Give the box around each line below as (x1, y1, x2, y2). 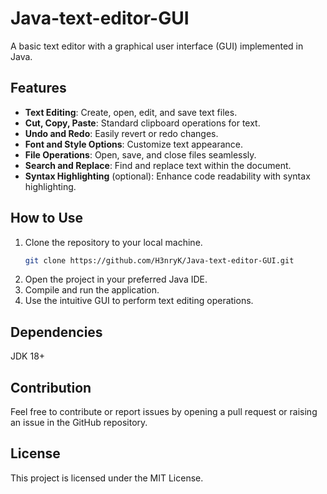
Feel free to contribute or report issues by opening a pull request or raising (10, 406, 318, 418)
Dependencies (10, 323, 103, 341)
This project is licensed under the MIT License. (10, 472, 204, 484)
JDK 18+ (10, 350, 46, 362)
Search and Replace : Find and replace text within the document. (24, 159, 292, 171)
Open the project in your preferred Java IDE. (24, 273, 208, 286)
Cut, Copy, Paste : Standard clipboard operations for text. (24, 117, 261, 129)
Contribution (10, 379, 92, 396)
